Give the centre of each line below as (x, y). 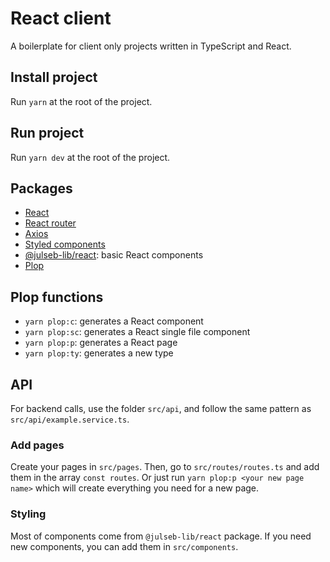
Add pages (37, 445)
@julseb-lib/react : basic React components (114, 255)
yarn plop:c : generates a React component (114, 321)
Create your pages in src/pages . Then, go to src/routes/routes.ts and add (165, 467)
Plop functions (57, 297)
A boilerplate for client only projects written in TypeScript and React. (151, 46)
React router (50, 223)
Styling (28, 514)
